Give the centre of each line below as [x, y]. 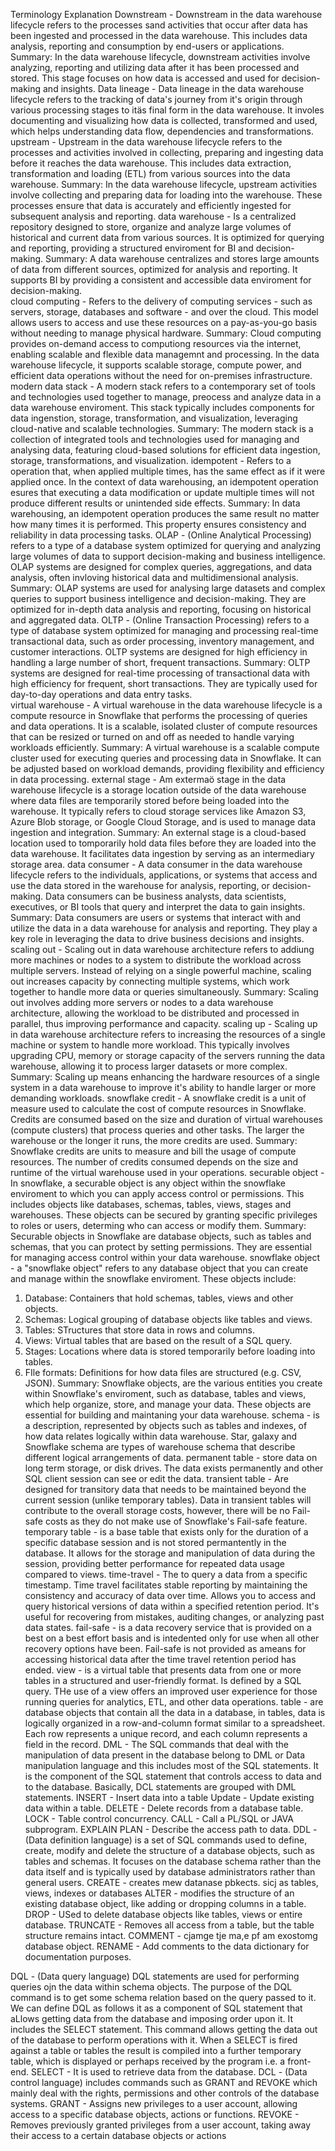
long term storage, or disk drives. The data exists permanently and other [174, 1468]
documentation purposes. [78, 1957]
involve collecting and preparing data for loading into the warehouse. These [166, 195]
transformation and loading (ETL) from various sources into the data [150, 173]
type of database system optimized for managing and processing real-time [164, 630]
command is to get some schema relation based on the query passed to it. [163, 1997]
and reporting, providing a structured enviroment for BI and [132, 248]
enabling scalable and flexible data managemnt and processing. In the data [165, 354]
